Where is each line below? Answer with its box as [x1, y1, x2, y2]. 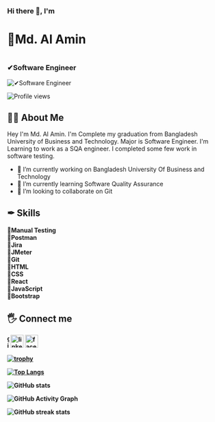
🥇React [7, 278, 29, 286]
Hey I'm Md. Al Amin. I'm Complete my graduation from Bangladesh [7, 130, 198, 138]
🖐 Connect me [7, 313, 73, 324]
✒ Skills [7, 207, 41, 219]
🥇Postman [7, 234, 38, 242]
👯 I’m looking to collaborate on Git [16, 187, 113, 195]
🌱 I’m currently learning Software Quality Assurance [16, 180, 164, 188]
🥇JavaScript [7, 285, 43, 293]
